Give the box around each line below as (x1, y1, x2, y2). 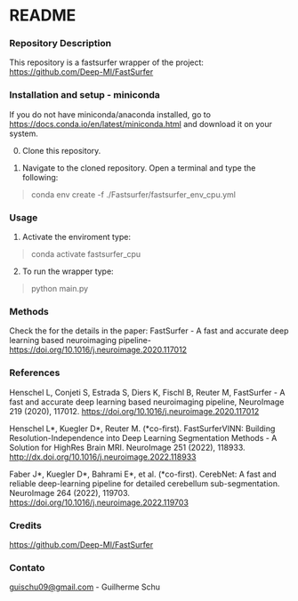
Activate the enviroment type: (21, 232, 132, 243)
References (9, 366, 60, 379)
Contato (9, 561, 45, 573)
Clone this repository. (21, 145, 101, 156)
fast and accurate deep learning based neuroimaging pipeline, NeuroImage (9, 397, 285, 407)
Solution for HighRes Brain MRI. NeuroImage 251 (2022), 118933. (9, 442, 246, 453)
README (9, 5, 77, 26)
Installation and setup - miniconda (9, 89, 160, 101)
